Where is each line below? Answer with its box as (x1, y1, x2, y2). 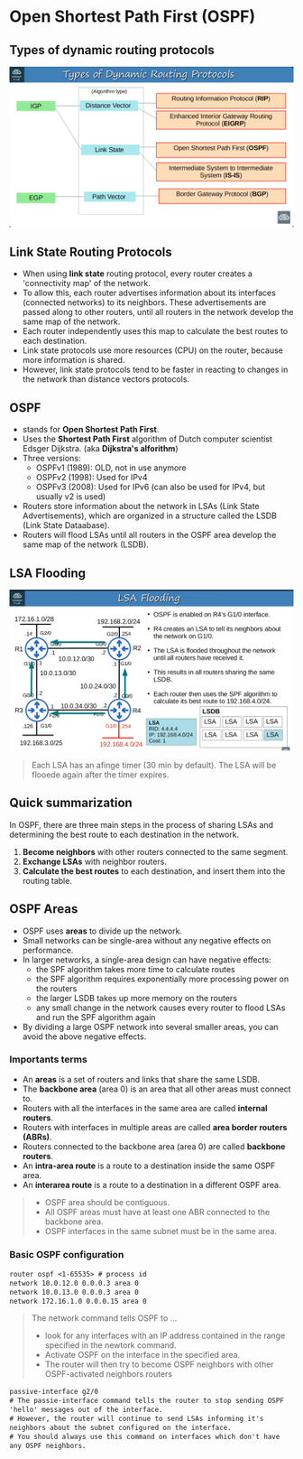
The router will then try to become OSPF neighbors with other (44, 1359, 274, 1370)
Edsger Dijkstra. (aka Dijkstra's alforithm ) (22, 443, 179, 454)
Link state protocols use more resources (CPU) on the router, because (22, 345, 284, 356)
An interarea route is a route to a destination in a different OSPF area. (22, 1179, 281, 1190)
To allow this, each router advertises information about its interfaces (22, 287, 277, 299)
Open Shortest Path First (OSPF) (9, 6, 256, 27)
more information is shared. (22, 355, 125, 366)
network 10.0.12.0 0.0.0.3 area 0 (9, 1279, 140, 1288)
